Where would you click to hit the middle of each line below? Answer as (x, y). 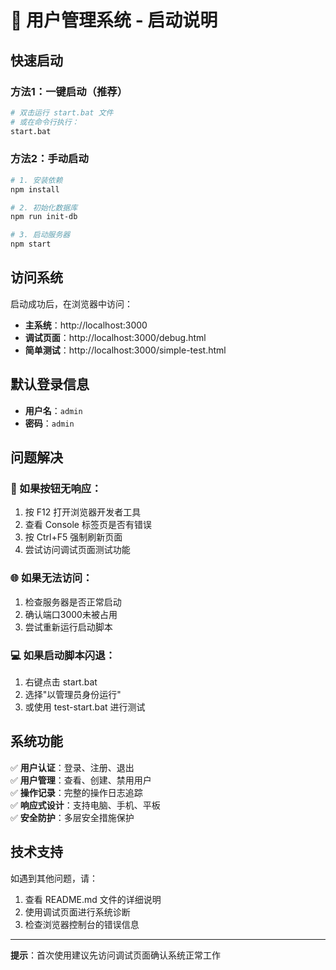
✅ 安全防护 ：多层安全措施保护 (72, 817)
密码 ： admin (49, 423)
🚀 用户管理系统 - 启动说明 (114, 20)
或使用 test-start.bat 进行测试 (85, 707)
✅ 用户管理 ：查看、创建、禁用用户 (81, 780)
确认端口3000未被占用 (71, 614)
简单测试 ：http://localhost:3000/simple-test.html (125, 350)
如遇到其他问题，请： (54, 878)
